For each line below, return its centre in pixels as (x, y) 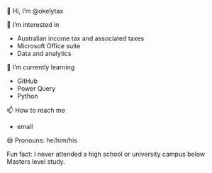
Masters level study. (36, 162)
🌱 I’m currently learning (41, 67)
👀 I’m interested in (33, 24)
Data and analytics (44, 54)
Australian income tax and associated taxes (80, 38)
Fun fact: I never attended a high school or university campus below (106, 154)
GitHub (27, 81)
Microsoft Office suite (49, 46)
